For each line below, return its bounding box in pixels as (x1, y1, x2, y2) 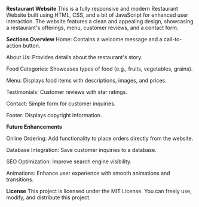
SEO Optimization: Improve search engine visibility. (6, 158, 132, 165)
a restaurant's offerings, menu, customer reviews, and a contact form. (6, 24, 179, 31)
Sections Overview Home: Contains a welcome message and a (6, 36, 163, 42)
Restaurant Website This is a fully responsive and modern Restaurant (6, 5, 178, 12)
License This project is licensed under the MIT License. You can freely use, (6, 188, 192, 194)
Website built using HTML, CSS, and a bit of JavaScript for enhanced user (6, 11, 189, 19)
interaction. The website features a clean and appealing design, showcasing (6, 18, 194, 25)
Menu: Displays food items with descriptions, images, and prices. (6, 77, 167, 84)
